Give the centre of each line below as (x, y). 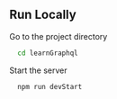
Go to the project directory (58, 36)
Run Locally (43, 15)
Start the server (38, 70)
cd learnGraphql (48, 53)
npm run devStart (50, 86)
